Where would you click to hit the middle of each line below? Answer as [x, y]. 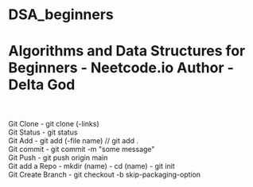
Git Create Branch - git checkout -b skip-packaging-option [105, 175]
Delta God [42, 85]
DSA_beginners [61, 15]
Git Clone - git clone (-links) [54, 124]
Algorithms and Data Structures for [127, 51]
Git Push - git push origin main [58, 158]
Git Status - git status [43, 132]
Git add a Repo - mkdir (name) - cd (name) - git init [91, 166]
